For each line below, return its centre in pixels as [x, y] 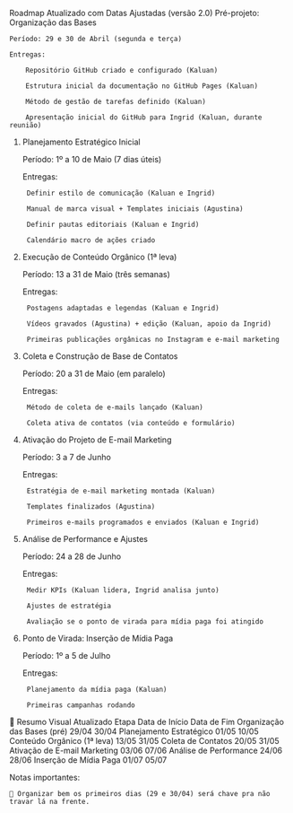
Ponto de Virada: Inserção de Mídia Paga [98, 638]
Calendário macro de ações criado [91, 240]
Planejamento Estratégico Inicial [81, 142]
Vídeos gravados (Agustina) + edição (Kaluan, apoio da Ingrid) [149, 324]
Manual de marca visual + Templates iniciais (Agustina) [135, 209]
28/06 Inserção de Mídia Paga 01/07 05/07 [88, 760]
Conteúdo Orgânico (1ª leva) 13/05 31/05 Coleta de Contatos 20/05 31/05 [144, 741]
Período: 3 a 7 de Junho [67, 457]
